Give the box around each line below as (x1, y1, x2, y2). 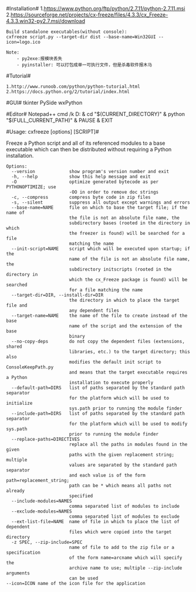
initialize (6, 400, 33, 406)
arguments (6, 570, 31, 576)
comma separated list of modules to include (69, 503, 180, 509)
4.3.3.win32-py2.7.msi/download (6, 18, 85, 24)
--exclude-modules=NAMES (11, 508, 72, 514)
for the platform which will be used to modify (69, 421, 188, 427)
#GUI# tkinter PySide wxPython (6, 99, 83, 106)
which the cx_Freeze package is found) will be (69, 277, 188, 282)
